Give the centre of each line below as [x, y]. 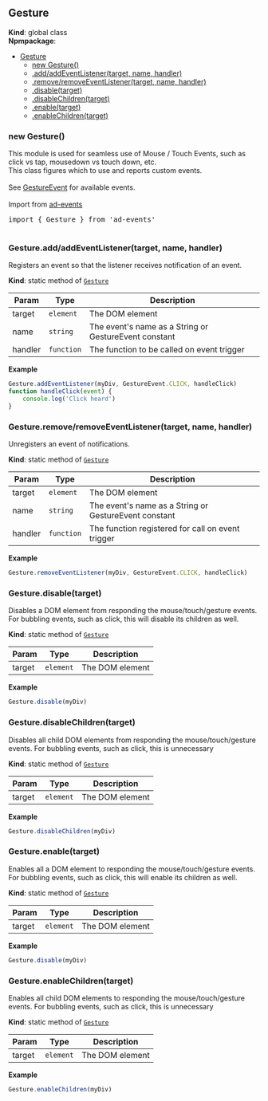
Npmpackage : [32, 41]
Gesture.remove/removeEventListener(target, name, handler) [130, 427]
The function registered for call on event [164, 529]
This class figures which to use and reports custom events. [105, 171]
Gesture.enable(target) [54, 851]
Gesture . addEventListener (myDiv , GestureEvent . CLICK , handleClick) [123, 384]
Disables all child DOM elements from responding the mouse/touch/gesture [132, 740]
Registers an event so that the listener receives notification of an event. [125, 265]
